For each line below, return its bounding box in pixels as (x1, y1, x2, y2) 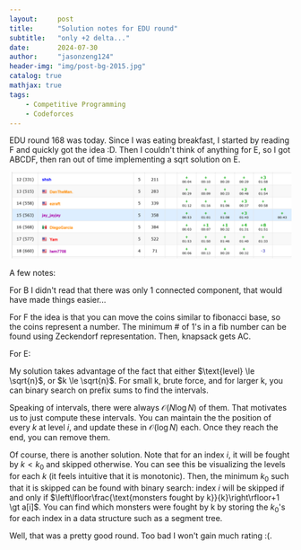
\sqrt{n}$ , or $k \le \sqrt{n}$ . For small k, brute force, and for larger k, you (9, 375, 284, 386)
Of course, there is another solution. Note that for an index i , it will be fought (9, 449, 290, 460)
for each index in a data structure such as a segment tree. (9, 513, 223, 524)
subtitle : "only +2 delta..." (9, 33, 130, 42)
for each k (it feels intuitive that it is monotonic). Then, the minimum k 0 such (9, 470, 289, 483)
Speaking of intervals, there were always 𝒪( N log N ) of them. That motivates (9, 402, 288, 412)
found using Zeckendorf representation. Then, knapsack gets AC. (9, 331, 252, 342)
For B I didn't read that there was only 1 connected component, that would (9, 284, 283, 296)
